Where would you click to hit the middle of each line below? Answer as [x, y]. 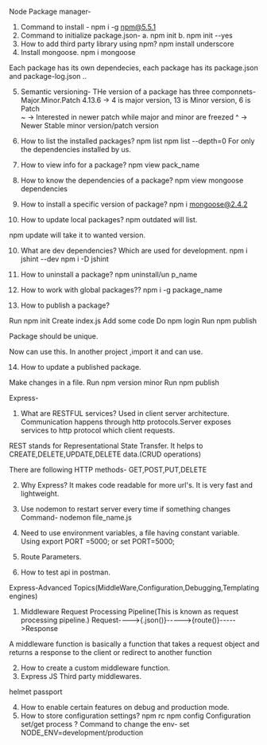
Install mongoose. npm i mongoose [78, 52]
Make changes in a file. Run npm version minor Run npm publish [114, 382]
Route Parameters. [51, 557]
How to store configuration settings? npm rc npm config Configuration [135, 716]
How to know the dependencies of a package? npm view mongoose [132, 180]
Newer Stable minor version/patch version [90, 125]
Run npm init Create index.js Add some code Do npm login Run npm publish [133, 321]
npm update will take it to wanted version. [77, 235]
